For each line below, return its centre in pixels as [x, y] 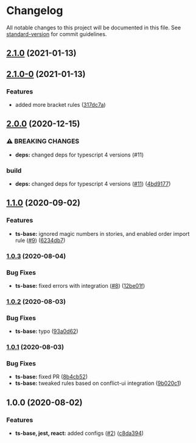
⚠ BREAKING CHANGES [43, 141]
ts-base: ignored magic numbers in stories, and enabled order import [102, 233]
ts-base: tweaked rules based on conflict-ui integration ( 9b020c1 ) [98, 383]
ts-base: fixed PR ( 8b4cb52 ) [51, 377]
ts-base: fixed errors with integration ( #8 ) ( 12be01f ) [80, 285]
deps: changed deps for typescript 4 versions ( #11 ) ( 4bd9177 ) [93, 184]
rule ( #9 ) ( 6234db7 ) [40, 240]
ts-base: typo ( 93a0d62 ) [47, 331]
